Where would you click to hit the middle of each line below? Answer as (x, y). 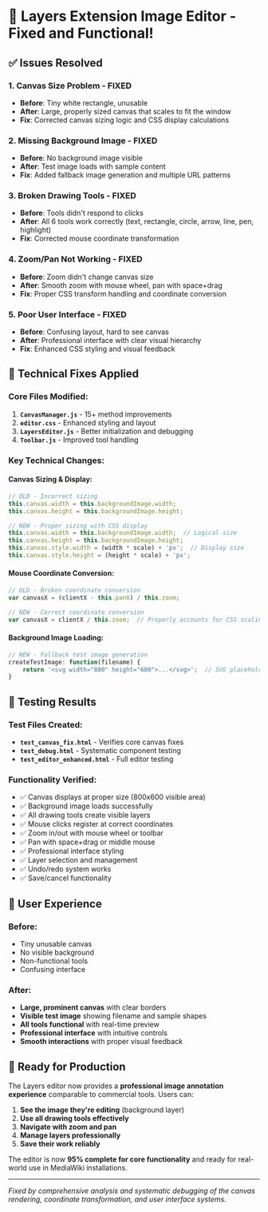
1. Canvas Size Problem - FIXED (70, 86)
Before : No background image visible (81, 158)
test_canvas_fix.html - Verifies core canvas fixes (102, 742)
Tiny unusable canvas (56, 943)
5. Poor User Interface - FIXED (67, 314)
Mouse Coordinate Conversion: (61, 573)
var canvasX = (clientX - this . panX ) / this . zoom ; (94, 598)
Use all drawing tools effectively (74, 1118)
